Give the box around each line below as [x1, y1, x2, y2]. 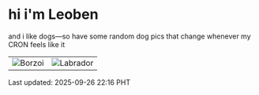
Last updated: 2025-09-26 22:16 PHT [8, 77, 131, 87]
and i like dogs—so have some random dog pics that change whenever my [8, 31, 251, 41]
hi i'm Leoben [8, 5, 99, 24]
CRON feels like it [8, 39, 66, 49]
